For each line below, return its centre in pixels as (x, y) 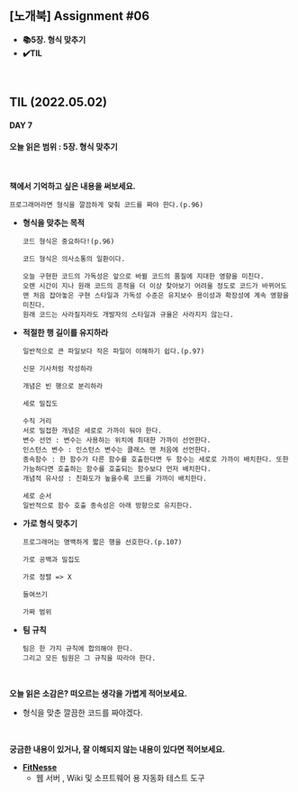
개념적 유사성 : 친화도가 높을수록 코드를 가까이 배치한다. (114, 478)
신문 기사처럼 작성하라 (57, 369)
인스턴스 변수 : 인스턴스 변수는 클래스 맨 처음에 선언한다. (117, 450)
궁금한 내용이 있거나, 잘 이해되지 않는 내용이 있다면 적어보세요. (117, 749)
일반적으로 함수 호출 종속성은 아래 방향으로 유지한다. (108, 505)
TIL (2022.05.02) (59, 102)
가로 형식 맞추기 (50, 523)
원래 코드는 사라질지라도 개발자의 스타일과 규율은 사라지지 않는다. (128, 314)
